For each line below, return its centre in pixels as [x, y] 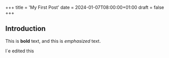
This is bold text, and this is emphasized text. [53, 41]
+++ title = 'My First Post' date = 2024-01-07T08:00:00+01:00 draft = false [85, 7]
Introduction [26, 29]
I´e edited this [20, 51]
